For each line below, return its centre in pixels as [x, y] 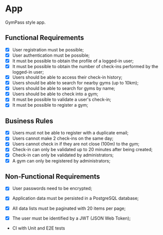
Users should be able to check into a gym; [55, 94]
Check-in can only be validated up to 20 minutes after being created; [82, 150]
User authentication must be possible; [51, 55]
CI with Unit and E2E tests [39, 228]
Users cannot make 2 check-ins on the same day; [63, 138]
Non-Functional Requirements [53, 176]
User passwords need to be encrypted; [52, 189]
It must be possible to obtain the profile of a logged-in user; [73, 61]
